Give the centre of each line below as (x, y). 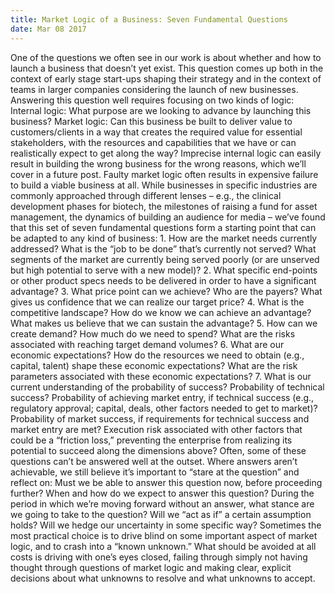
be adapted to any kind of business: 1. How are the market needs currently (164, 238)
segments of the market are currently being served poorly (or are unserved (165, 259)
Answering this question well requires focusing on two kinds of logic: (152, 100)
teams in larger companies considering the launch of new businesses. (154, 89)
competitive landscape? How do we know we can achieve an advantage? (161, 312)
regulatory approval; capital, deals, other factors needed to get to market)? (164, 408)
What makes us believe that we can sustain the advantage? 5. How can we (164, 323)
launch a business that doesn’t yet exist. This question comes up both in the (167, 68)
